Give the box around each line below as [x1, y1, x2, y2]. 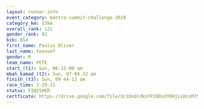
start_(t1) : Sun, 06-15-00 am [6, 65, 83, 71]
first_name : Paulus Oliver [6, 43, 75, 49]
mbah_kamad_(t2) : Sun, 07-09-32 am [6, 71, 97, 77]
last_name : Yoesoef [6, 48, 56, 54]
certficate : [6, 93, 36, 99]
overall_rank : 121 [6, 25, 53, 32]
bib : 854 [6, 37, 29, 43]
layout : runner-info [6, 8, 59, 15]
